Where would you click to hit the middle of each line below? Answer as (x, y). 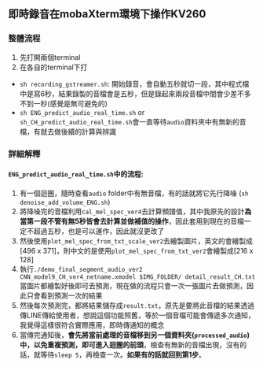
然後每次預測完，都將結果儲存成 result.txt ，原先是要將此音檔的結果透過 (137, 305)
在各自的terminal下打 (53, 67)
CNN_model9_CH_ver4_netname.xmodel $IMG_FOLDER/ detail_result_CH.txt (137, 277)
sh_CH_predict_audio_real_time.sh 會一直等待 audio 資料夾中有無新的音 (133, 121)
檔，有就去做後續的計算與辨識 (68, 132)
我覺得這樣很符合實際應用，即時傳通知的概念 (92, 324)
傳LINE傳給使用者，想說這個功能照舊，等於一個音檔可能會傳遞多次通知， (137, 315)
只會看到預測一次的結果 (64, 295)
